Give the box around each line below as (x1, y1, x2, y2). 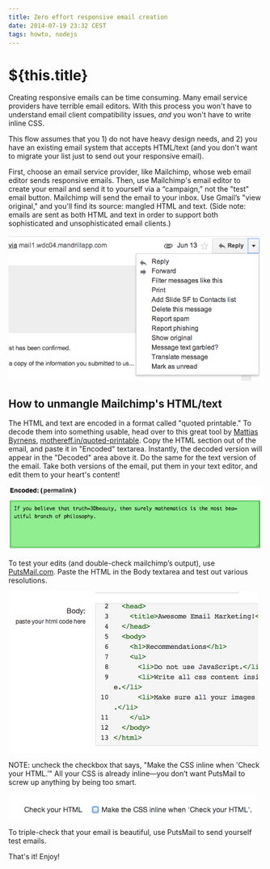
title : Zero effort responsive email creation (8, 13, 168, 21)
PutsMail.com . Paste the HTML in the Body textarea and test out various (8, 566, 248, 576)
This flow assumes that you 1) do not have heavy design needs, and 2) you (8, 134, 257, 144)
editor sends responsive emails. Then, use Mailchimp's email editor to (8, 176, 241, 185)
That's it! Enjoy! (8, 851, 61, 861)
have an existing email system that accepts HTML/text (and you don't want (8, 142, 258, 153)
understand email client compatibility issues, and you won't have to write (8, 110, 251, 120)
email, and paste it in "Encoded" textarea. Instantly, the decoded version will (8, 444, 263, 454)
